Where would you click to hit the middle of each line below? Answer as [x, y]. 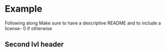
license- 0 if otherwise [28, 28]
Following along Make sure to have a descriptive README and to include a [83, 23]
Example [23, 9]
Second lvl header [34, 45]
